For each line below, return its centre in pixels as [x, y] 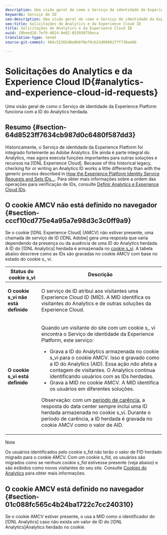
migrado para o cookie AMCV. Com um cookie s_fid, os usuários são [75, 457]
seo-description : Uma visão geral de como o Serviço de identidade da [80, 19]
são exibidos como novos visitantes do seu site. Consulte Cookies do [76, 468]
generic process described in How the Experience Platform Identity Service [83, 174]
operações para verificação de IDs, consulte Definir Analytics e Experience [82, 184]
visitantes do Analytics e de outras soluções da [96, 304]
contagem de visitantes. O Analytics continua [102, 370]
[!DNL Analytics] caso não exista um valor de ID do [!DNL [64, 522]
